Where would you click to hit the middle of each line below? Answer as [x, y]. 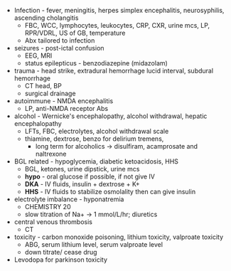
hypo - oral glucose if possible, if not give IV [90, 176]
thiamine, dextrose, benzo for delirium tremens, [94, 139]
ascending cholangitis [46, 18]
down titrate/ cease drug [61, 252]
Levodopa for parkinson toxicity [61, 260]
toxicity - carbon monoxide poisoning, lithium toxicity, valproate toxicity [119, 237]
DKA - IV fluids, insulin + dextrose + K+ [82, 184]
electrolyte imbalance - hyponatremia [69, 199]
